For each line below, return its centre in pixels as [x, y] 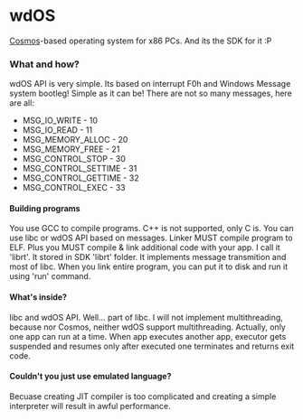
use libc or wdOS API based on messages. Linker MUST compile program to [151, 238]
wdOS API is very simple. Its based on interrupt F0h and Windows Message [150, 84]
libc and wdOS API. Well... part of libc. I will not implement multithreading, [146, 317]
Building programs [45, 208]
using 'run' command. [50, 276]
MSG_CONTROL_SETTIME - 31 [80, 169]
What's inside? [38, 297]
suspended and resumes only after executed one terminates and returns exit [152, 346]
